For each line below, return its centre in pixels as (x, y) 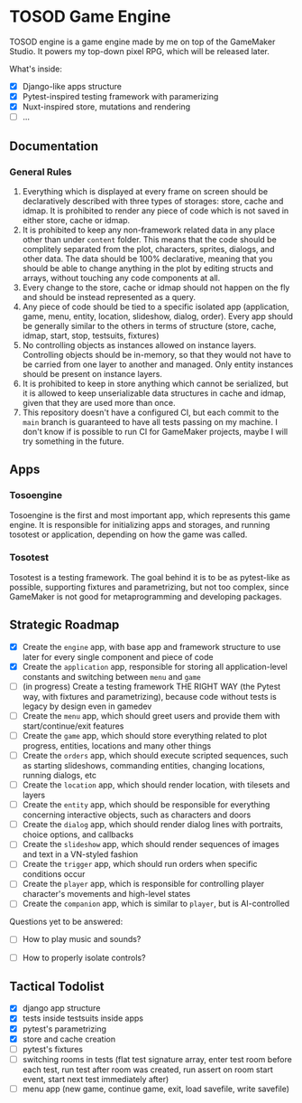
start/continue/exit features (73, 726)
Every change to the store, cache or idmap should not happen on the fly (156, 288)
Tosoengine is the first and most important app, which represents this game (150, 515)
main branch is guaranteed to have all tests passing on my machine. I (150, 421)
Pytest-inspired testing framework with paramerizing (120, 96)
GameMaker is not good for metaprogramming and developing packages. (146, 596)
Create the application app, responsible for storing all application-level (155, 666)
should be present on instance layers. (92, 373)
